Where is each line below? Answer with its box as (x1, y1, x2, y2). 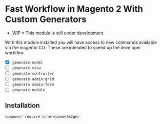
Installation (5, 101, 40, 109)
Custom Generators (5, 14, 87, 25)
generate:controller (12, 71, 54, 76)
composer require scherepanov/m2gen (5, 114, 80, 119)
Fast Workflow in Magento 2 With (5, 3, 143, 15)
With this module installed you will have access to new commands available (5, 39, 157, 45)
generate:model (12, 60, 43, 65)
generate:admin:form (12, 82, 54, 87)
